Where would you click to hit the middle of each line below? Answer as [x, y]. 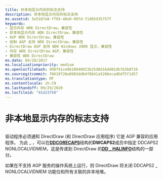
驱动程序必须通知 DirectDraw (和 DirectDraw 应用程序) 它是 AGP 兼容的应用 [81, 136]
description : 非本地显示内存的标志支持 [41, 14]
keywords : [15, 23]
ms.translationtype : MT [30, 79]
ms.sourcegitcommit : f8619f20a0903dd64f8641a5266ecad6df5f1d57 [72, 74]
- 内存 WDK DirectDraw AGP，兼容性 [40, 51]
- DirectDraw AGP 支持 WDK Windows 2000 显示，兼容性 [59, 46]
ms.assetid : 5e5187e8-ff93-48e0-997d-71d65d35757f [58, 19]
